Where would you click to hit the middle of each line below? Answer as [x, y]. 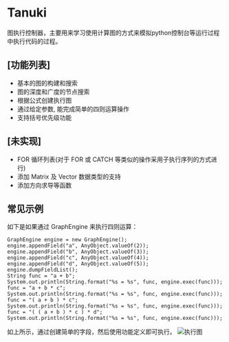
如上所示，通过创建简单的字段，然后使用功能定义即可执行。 [91, 332]
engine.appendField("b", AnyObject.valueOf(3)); [78, 252]
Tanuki [27, 13]
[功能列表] [29, 65]
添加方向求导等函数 [44, 185]
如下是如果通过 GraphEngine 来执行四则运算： [73, 227]
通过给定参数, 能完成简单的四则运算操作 [73, 109]
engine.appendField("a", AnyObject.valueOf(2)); [78, 246]
